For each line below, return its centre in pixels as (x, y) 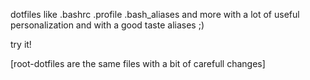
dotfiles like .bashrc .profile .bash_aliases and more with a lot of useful (155, 14)
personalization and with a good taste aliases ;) (107, 25)
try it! (21, 44)
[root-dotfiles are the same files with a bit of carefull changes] (138, 63)
